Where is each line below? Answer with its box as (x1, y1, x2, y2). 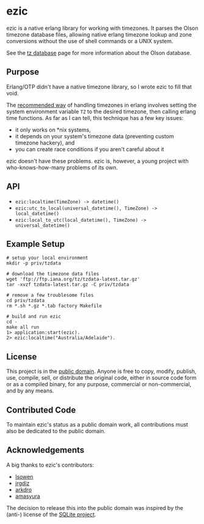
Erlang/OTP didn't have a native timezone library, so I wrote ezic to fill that (6, 83, 192, 90)
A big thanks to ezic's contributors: (6, 461, 94, 469)
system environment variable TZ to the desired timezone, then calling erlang (6, 108, 196, 115)
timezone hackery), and (15, 139, 75, 146)
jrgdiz (15, 480, 30, 487)
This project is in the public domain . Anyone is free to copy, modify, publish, (6, 367, 197, 375)
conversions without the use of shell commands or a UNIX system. (6, 37, 174, 44)
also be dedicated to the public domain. (6, 428, 106, 434)
